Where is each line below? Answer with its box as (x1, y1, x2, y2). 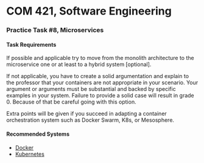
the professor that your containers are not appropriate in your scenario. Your (6, 79, 199, 86)
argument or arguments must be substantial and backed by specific (6, 85, 176, 93)
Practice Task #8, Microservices (6, 26, 104, 35)
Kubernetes (15, 150, 44, 158)
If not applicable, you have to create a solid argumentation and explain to (6, 73, 189, 80)
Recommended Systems (6, 130, 70, 138)
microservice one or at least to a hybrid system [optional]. (6, 61, 152, 68)
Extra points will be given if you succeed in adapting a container (6, 110, 167, 118)
